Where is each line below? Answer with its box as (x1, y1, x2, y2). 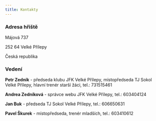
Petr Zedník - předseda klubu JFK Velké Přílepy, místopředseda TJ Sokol (5, 77, 153, 83)
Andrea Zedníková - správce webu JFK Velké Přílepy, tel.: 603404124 (5, 92, 147, 97)
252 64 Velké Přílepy (5, 44, 47, 49)
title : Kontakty (5, 7, 38, 12)
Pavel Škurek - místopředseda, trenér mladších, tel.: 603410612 (5, 111, 134, 117)
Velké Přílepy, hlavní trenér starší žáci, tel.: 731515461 (5, 82, 112, 88)
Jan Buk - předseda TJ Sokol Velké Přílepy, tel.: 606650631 (5, 101, 125, 107)
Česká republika (5, 53, 38, 59)
